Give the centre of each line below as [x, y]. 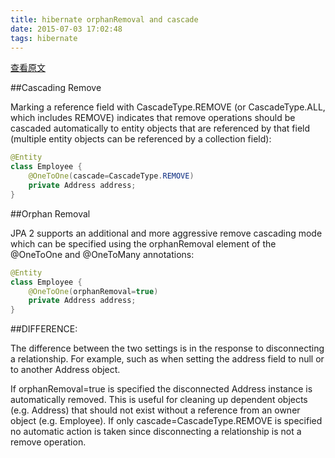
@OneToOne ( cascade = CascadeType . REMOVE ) [111, 176]
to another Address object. [65, 370]
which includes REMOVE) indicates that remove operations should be [153, 118]
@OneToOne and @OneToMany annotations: [102, 254]
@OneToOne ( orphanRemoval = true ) [93, 291]
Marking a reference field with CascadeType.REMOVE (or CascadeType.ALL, [168, 107]
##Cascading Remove [56, 88]
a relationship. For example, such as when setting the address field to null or [167, 359]
